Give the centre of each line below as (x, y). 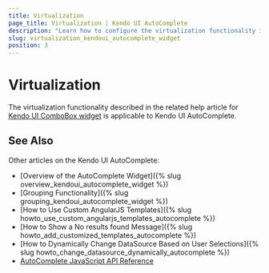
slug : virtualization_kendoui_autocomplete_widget (94, 38)
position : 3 (28, 46)
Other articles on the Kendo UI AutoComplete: (84, 160)
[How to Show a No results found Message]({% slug (106, 227)
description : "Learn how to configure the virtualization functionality (132, 30)
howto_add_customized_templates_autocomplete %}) (108, 235)
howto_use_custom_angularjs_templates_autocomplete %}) (118, 218)
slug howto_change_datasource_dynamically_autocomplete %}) (125, 252)
